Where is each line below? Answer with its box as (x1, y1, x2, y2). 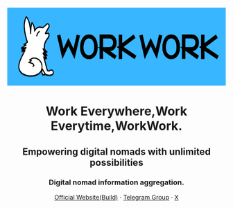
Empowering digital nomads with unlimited (21, 146, 212, 157)
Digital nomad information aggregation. (48, 177, 185, 187)
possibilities (89, 157, 144, 168)
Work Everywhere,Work (46, 103, 187, 119)
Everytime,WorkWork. (51, 119, 182, 134)
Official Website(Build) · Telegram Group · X (54, 193, 179, 201)
